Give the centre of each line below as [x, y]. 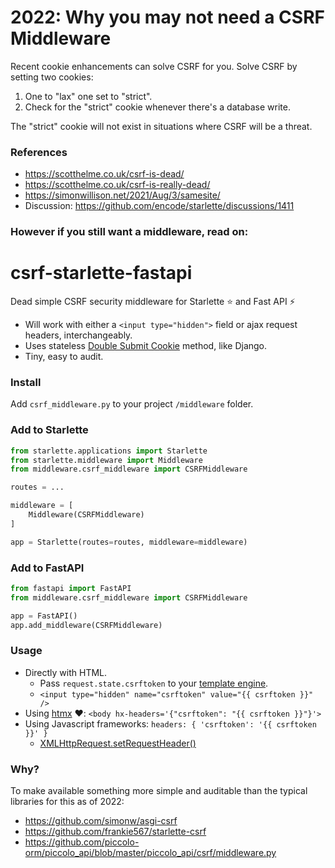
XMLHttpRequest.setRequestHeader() [118, 743]
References [39, 152]
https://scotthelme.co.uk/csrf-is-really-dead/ [117, 185]
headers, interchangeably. [78, 335]
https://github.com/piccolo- [82, 842]
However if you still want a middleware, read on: [129, 232]
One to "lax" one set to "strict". [88, 96]
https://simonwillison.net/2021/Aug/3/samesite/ [122, 195]
